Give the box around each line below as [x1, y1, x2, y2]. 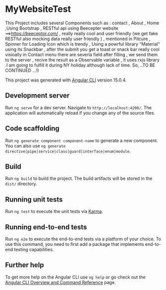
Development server [5, 91, 70, 100]
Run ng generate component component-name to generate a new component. [5, 138, 159, 144]
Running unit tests [5, 195, 63, 204]
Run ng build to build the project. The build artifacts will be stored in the [5, 175, 153, 182]
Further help [5, 261, 45, 269]
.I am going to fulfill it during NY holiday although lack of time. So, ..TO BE [5, 62, 156, 68]
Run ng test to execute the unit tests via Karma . [5, 209, 103, 215]
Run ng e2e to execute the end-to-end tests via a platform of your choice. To [5, 236, 162, 242]
